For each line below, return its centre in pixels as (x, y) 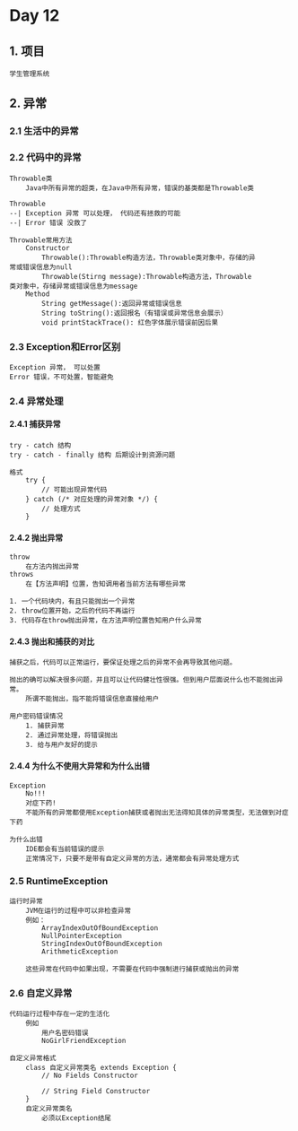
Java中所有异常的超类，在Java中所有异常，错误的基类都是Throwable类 (140, 188)
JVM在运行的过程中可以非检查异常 (79, 910)
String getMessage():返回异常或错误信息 (112, 303)
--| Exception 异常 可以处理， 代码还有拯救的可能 (95, 213)
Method (38, 294)
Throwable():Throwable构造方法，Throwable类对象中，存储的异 (149, 257)
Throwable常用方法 (41, 240)
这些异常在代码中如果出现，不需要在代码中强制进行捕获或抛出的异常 (132, 969)
